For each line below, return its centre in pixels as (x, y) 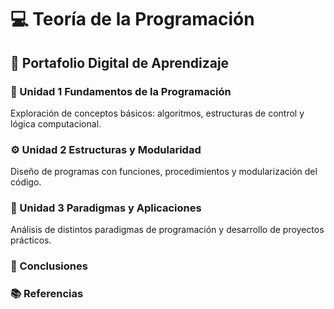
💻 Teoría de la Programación (132, 19)
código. (26, 182)
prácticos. (31, 240)
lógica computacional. (56, 123)
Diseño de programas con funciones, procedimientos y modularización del (164, 172)
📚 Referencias (47, 294)
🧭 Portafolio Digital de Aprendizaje (120, 62)
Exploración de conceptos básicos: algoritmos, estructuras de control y (157, 113)
